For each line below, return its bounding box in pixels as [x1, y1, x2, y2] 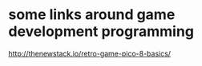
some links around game [8, 6, 176, 24]
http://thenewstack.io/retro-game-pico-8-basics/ [8, 49, 171, 58]
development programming [8, 22, 195, 41]
